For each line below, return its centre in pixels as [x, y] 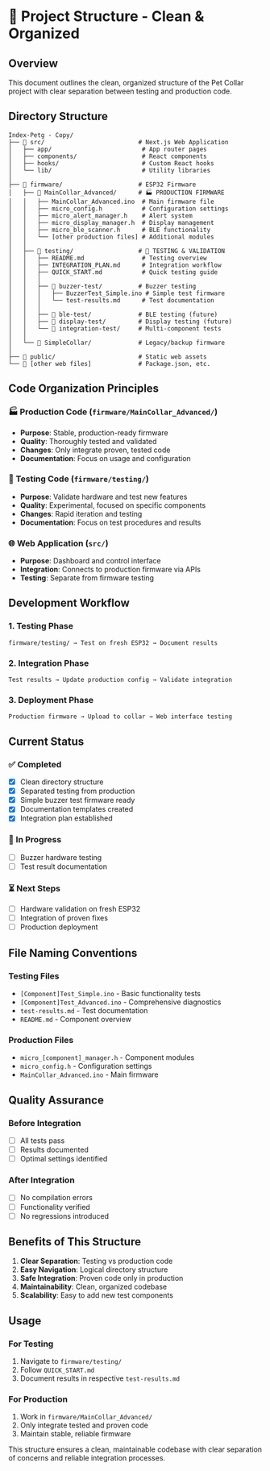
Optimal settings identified [64, 1159]
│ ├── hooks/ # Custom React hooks [112, 163]
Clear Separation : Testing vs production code [96, 1261]
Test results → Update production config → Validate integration [120, 680]
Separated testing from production [77, 791]
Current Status [46, 741]
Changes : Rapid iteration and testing [81, 513]
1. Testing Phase [41, 626]
